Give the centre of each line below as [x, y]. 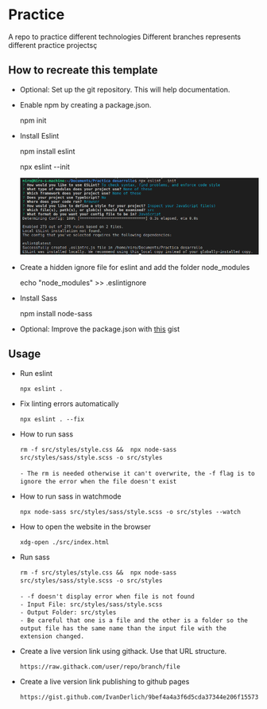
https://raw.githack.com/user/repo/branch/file [100, 667]
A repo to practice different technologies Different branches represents [124, 37]
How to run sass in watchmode [70, 496]
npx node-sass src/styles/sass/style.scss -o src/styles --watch [130, 511]
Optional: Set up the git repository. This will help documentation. [125, 89]
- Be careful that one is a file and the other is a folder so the [133, 620]
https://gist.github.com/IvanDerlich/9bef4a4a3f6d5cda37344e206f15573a [141, 697]
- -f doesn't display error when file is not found [107, 596]
